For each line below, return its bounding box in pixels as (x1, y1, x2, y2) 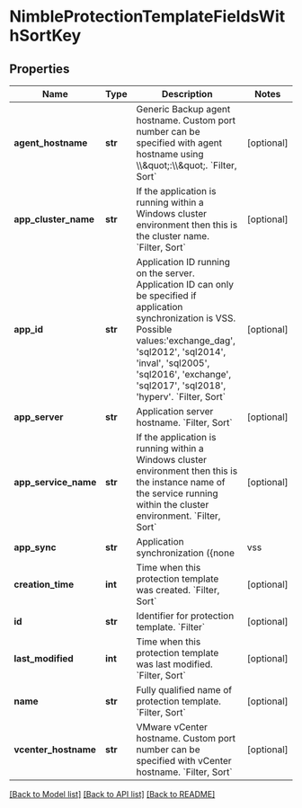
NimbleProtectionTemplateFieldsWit (9, 6, 286, 27)
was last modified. (136, 658, 213, 670)
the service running (136, 487, 218, 500)
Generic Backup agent (136, 103, 231, 115)
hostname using (136, 148, 204, 160)
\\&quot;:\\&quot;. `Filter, (136, 159, 237, 172)
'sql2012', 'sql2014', (136, 346, 226, 358)
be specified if (136, 289, 197, 302)
